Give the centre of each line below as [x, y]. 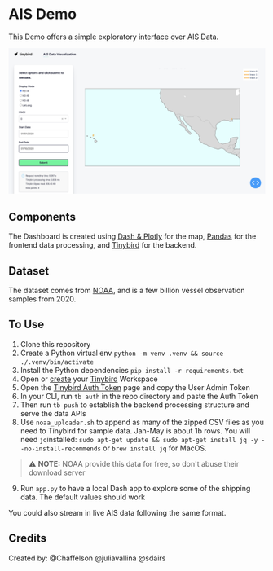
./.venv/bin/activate [57, 362]
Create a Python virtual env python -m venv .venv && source [122, 353]
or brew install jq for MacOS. [155, 448]
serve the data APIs [53, 413]
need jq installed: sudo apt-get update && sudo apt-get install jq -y [139, 439]
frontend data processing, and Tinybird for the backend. [103, 245]
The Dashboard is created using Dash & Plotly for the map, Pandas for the [132, 236]
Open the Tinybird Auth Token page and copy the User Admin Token [135, 387]
